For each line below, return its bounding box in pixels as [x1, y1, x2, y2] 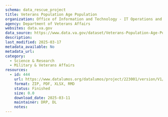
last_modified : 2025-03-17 [5, 40, 61, 45]
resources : [5, 68, 28, 73]
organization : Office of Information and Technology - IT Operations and [5, 16, 162, 21]
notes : [14, 105, 28, 110]
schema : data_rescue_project [5, 7, 66, 12]
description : [5, 35, 32, 40]
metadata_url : [5, 49, 35, 54]
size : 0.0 [14, 91, 35, 96]
